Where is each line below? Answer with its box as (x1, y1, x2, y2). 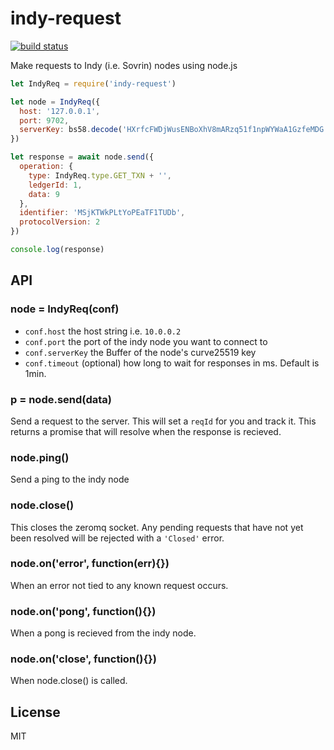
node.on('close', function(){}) (10, 652, 157, 666)
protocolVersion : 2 (19, 217, 101, 227)
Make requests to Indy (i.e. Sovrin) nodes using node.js (10, 59, 238, 71)
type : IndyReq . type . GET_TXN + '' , (28, 170, 172, 181)
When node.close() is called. (10, 675, 128, 687)
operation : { (19, 162, 74, 172)
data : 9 (28, 189, 60, 199)
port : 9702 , (19, 115, 70, 126)
